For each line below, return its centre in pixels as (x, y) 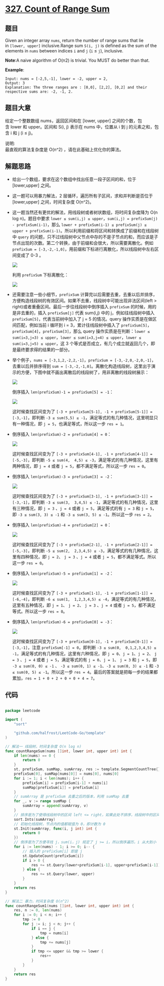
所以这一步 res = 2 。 (133, 514)
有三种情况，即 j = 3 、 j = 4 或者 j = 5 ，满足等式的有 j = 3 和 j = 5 (82, 508)
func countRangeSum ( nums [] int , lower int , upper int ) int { (69, 751)
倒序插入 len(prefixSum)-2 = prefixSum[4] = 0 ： (62, 434)
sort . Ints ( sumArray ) (35, 819)
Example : (15, 70)
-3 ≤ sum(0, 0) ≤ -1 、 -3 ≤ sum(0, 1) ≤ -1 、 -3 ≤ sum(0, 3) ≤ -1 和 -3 (85, 666)
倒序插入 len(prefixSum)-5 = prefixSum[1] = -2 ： (63, 573)
